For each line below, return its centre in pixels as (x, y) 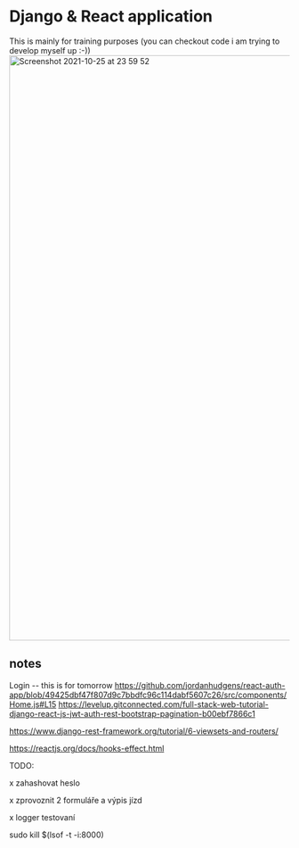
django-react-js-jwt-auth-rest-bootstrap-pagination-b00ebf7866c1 (132, 713)
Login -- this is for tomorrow (61, 685)
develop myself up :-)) (50, 50)
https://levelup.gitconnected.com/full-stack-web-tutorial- (164, 704)
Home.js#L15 (33, 704)
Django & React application (111, 16)
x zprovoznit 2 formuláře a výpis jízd (76, 800)
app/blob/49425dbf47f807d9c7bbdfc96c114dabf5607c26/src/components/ (148, 695)
